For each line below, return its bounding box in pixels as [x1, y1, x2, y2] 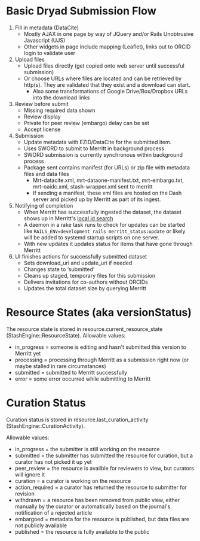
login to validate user [23, 49, 76, 56]
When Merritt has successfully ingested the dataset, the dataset [23, 208, 182, 215]
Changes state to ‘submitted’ [23, 265, 95, 273]
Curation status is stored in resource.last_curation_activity [6, 416, 149, 423]
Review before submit [14, 100, 69, 107]
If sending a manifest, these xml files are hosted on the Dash [32, 189, 182, 196]
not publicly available [14, 522, 67, 529]
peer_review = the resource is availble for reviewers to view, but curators [14, 464, 194, 472]
